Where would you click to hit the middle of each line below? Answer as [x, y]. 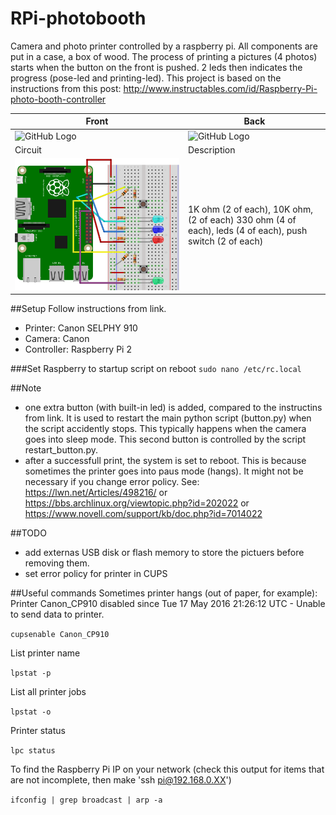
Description [211, 149]
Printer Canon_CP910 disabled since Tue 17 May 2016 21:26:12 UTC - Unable [168, 604]
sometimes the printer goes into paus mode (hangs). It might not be [164, 471]
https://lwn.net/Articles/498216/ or [96, 493]
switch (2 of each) [225, 241]
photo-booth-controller [58, 99]
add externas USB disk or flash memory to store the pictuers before [164, 553]
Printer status [38, 731]
